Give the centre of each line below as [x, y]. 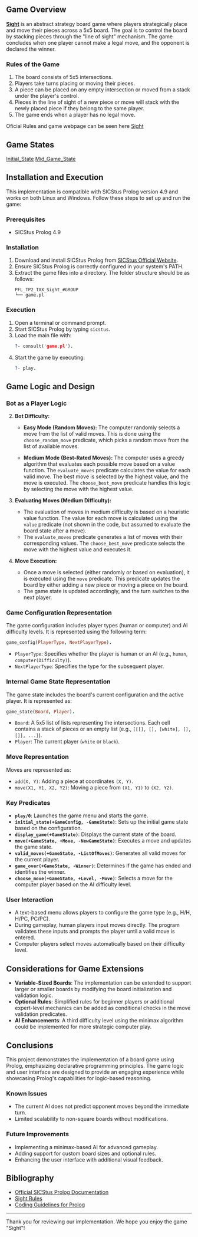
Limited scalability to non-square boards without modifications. [91, 1119]
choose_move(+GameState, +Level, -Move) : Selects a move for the [93, 878]
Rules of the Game [33, 64]
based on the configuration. [48, 828]
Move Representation [38, 757]
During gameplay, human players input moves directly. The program [97, 925]
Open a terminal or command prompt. [60, 323]
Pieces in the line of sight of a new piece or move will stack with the [97, 102]
